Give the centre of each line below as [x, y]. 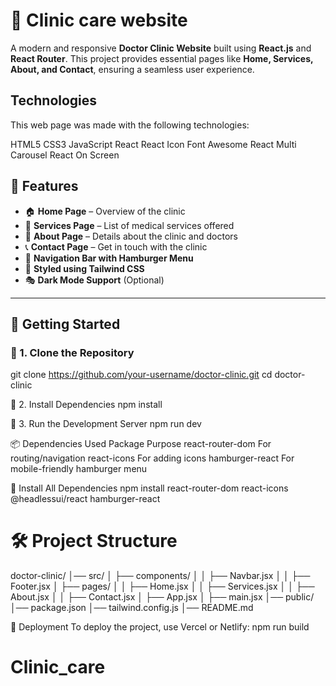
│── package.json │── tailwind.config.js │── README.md [132, 608]
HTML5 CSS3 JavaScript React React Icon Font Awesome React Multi [153, 144]
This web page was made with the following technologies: [130, 125]
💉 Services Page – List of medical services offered [129, 225]
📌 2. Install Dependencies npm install [86, 405]
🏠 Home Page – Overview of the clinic [105, 211]
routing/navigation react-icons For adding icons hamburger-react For [152, 458]
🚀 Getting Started [65, 324]
